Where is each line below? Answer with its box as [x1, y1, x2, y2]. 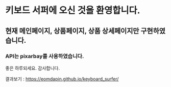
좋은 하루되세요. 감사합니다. [5, 65, 60, 71]
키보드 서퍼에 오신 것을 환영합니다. [5, 5, 140, 16]
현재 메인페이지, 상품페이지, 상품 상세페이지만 [5, 26, 139, 35]
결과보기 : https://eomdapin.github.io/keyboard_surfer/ [5, 76, 119, 82]
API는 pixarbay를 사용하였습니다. [5, 52, 84, 60]
